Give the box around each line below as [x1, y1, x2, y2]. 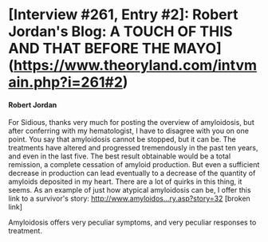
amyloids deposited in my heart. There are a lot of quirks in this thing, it [8, 177, 242, 186]
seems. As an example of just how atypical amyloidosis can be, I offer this [8, 185, 251, 195]
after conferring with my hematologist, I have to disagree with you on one [8, 126, 250, 136]
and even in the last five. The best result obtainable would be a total [8, 151, 231, 161]
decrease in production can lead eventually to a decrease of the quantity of [8, 169, 256, 178]
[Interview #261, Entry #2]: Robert [8, 6, 238, 24]
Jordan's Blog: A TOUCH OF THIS [8, 22, 233, 41]
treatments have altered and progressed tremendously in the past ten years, [8, 143, 258, 153]
